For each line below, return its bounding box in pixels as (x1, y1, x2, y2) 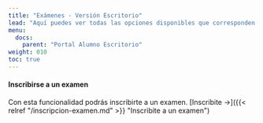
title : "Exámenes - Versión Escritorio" (8, 11, 143, 20)
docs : (15, 33, 34, 42)
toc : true (8, 56, 41, 64)
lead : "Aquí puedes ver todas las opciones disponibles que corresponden (8, 19, 256, 27)
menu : (8, 26, 26, 34)
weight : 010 (8, 48, 47, 56)
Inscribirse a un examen (8, 80, 89, 89)
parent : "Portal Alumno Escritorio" (22, 41, 143, 49)
